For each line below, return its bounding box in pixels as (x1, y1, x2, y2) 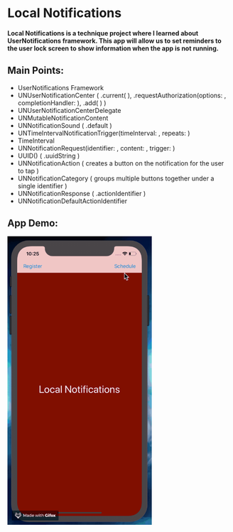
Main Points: (7, 65, 64, 77)
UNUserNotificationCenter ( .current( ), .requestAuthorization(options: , (17, 91, 227, 99)
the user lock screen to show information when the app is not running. (7, 44, 219, 53)
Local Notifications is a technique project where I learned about (7, 28, 199, 37)
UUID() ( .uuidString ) (17, 151, 80, 160)
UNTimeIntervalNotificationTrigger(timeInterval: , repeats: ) (17, 129, 190, 137)
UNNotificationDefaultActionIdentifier (17, 197, 128, 205)
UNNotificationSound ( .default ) (17, 121, 112, 129)
